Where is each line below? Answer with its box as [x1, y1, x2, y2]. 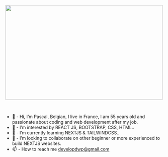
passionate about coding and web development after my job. [12, 119, 138, 125]
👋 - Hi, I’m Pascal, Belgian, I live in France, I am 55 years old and [12, 114, 145, 120]
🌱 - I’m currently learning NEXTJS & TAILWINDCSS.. [12, 130, 120, 136]
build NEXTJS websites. [12, 140, 61, 146]
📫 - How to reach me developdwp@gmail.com [12, 146, 110, 152]
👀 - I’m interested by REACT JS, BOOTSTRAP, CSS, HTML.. [12, 124, 134, 130]
